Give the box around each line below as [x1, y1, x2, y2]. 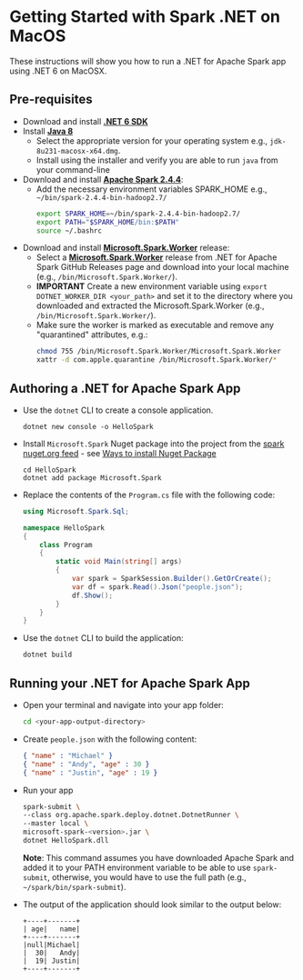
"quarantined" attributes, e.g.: [35, 329, 148, 340]
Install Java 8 [22, 125, 74, 136]
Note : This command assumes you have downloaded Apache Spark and [22, 852, 294, 863]
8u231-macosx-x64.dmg [35, 146, 118, 155]
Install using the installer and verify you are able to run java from [35, 155, 279, 165]
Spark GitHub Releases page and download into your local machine [35, 262, 289, 273]
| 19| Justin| [22, 956, 81, 965]
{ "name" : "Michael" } [22, 751, 114, 760]
